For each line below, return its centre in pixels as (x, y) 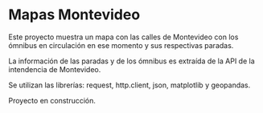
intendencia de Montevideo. (55, 69)
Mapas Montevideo (74, 15)
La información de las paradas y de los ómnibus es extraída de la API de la (131, 61)
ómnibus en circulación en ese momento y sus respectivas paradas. (121, 45)
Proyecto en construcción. (52, 100)
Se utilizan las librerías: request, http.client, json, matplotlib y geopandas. (129, 85)
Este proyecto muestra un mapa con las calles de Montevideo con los (123, 37)
